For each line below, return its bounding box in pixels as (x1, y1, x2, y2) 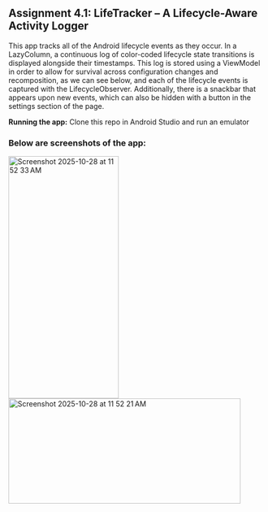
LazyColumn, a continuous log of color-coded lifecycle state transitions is (8, 49, 255, 59)
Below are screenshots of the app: (8, 137, 146, 149)
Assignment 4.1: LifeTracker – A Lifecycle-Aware (8, 7, 258, 20)
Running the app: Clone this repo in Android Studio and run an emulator (8, 117, 250, 127)
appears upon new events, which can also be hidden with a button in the (8, 93, 252, 102)
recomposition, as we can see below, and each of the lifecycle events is (8, 75, 249, 85)
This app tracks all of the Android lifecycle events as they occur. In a (8, 41, 237, 50)
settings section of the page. (8, 101, 105, 111)
